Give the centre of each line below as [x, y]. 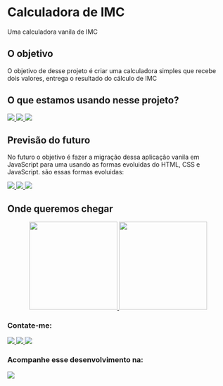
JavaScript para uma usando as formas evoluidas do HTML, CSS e [104, 165]
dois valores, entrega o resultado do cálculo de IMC [82, 78]
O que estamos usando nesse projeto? [93, 100]
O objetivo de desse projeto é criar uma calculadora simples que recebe [112, 70]
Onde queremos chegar [60, 208]
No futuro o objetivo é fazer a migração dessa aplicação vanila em [103, 157]
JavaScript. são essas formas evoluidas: [66, 172]
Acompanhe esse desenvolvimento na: [76, 360]
